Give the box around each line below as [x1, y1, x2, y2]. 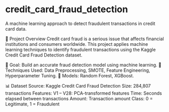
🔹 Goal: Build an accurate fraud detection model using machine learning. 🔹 [5, 62, 162, 68]
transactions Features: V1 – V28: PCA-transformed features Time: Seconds [5, 90, 162, 96]
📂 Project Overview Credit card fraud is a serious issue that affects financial [5, 36, 164, 42]
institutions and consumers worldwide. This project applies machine [5, 41, 149, 47]
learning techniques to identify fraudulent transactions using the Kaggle [5, 46, 156, 52]
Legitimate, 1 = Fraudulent [5, 101, 60, 107]
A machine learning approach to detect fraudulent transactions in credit [5, 20, 155, 26]
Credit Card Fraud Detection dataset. [5, 52, 82, 58]
